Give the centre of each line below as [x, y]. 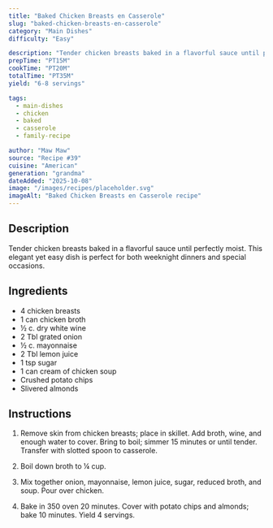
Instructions [40, 414]
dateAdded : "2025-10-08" [50, 181]
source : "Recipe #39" [45, 158]
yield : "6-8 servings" [47, 83]
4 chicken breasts [50, 310]
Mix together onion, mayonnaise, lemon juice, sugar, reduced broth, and [141, 482]
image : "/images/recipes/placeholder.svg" [81, 188]
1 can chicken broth [53, 319]
